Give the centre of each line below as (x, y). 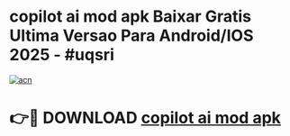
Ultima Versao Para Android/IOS (131, 36)
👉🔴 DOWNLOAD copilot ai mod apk (145, 118)
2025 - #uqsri (62, 55)
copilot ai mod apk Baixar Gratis (131, 17)
